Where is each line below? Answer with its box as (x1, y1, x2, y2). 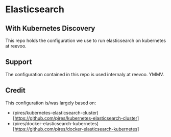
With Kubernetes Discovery (5, 24, 95, 33)
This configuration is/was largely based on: (5, 100, 96, 106)
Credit (5, 86, 26, 95)
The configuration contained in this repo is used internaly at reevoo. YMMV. (5, 71, 164, 77)
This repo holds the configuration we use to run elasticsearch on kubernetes (5, 37, 166, 43)
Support (5, 58, 32, 66)
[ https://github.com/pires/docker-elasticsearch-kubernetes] (12, 126, 139, 132)
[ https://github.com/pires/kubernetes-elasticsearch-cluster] (12, 115, 139, 121)
